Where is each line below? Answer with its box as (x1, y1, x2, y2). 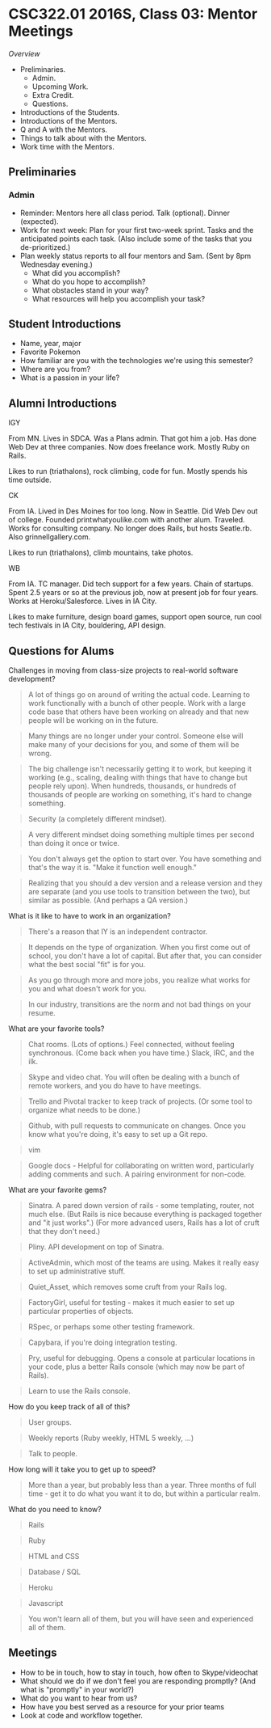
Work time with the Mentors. (19, 142, 115, 151)
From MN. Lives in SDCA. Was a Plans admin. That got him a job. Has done (8, 433, 256, 443)
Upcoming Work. (31, 82, 89, 91)
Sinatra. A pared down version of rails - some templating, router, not (27, 1201, 255, 1210)
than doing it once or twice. (27, 839, 119, 848)
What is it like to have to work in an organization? (8, 911, 171, 921)
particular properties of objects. (27, 1307, 135, 1316)
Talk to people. (27, 1449, 78, 1459)
